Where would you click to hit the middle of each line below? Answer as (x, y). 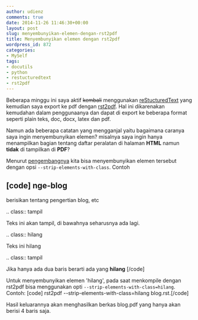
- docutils (20, 67)
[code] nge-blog (37, 186)
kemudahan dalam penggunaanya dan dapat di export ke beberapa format (97, 113)
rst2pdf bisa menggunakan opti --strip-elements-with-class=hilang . (91, 287)
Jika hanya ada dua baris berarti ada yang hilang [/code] (75, 269)
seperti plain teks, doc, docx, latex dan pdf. (59, 119)
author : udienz (25, 12)
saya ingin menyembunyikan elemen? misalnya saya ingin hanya (84, 137)
